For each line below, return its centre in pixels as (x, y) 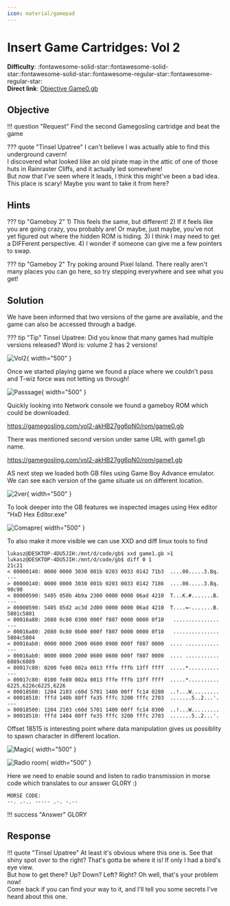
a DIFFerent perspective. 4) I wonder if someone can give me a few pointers (115, 244)
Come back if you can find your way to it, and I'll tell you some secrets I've (112, 889)
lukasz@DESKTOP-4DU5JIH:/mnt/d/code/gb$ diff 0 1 (80, 560)
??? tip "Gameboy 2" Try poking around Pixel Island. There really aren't (107, 264)
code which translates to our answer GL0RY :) (72, 783)
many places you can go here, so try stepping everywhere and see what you (115, 271)
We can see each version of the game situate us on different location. (105, 480)
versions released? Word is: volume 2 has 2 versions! (82, 345)
